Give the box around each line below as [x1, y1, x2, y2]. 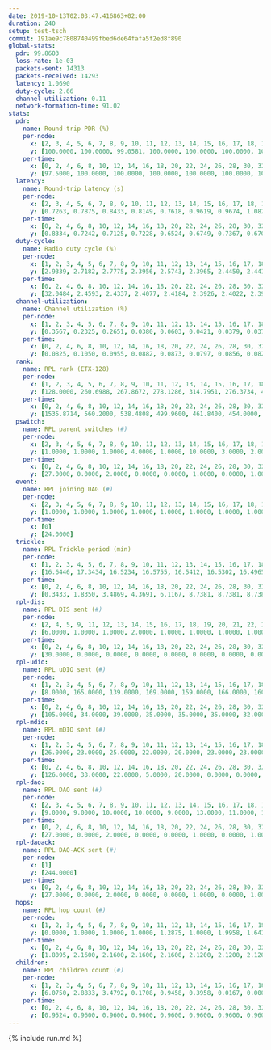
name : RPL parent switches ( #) [23, 425, 128, 433]
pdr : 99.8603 [15, 49, 60, 57]
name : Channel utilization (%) [23, 305, 128, 313]
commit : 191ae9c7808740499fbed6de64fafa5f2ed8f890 [8, 34, 182, 43]
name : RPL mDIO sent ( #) [23, 726, 106, 734]
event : [15, 478, 38, 486]
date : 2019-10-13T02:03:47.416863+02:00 [8, 11, 147, 20]
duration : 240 [8, 19, 56, 27]
